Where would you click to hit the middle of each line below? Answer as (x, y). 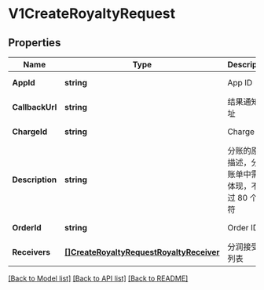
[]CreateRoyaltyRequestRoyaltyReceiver (142, 252)
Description (35, 179)
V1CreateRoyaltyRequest (92, 14)
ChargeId (30, 132)
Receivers (31, 252)
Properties (35, 43)
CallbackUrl (35, 107)
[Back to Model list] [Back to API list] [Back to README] (98, 278)
